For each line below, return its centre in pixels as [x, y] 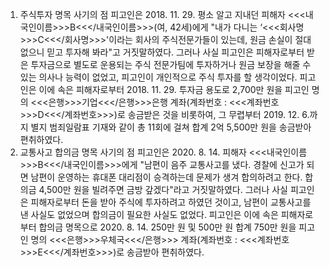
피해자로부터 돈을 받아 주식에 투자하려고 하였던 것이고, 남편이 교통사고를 [171, 202]
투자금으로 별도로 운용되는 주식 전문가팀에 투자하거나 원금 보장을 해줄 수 [171, 64]
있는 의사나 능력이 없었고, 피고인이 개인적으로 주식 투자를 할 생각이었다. [158, 77]
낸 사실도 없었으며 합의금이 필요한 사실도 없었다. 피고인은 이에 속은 [149, 214]
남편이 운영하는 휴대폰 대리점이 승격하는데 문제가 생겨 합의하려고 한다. [166, 177]
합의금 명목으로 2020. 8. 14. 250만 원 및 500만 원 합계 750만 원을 [167, 227]
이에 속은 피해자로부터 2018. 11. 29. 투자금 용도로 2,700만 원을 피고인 [174, 89]
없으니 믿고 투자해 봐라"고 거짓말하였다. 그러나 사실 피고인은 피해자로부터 [162, 52]
